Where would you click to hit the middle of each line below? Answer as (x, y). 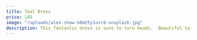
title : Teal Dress (28, 11)
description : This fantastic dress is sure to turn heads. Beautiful (94, 28)
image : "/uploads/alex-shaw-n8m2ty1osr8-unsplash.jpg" (74, 22)
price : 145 (19, 17)
